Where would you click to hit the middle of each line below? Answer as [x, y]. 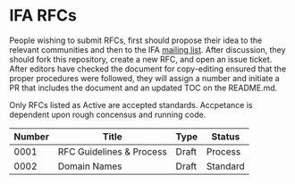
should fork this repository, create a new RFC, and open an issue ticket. [141, 59]
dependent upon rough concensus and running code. [108, 114]
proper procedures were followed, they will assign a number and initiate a [144, 78]
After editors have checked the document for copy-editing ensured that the [148, 69]
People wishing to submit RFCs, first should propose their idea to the [136, 40]
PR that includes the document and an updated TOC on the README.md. [143, 88]
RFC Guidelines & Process [112, 151]
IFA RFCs [43, 16]
